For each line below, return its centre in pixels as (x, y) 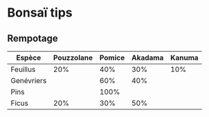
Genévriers (29, 81)
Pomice (112, 58)
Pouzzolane (73, 58)
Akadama (147, 58)
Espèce (29, 58)
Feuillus (23, 69)
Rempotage (33, 38)
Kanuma (184, 58)
